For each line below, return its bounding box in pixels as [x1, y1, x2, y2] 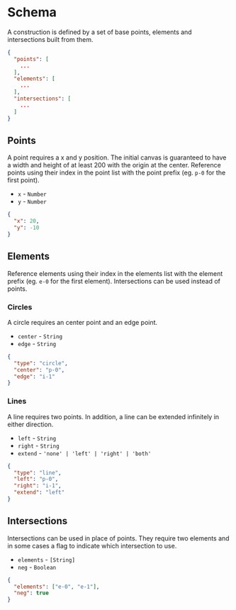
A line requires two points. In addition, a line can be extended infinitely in [7, 412, 220, 421]
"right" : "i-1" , [13, 482, 62, 489]
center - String [17, 331, 63, 340]
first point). [7, 176, 40, 184]
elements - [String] [17, 555, 76, 564]
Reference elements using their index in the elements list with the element [7, 269, 223, 277]
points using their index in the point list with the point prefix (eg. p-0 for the [7, 168, 226, 177]
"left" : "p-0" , [13, 476, 59, 483]
